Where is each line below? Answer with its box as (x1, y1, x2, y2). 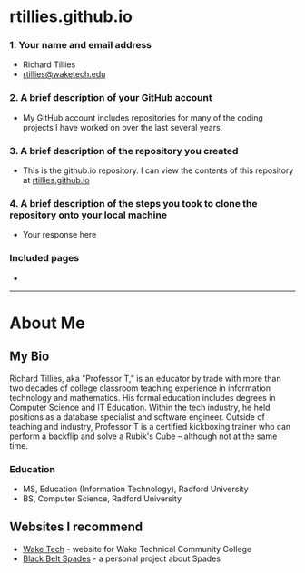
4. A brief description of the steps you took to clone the (9, 198, 258, 209)
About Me (9, 313, 85, 333)
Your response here (22, 229, 97, 240)
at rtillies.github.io (22, 175, 90, 186)
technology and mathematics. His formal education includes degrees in (9, 392, 276, 403)
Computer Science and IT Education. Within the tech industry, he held (9, 402, 271, 413)
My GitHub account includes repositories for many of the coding (22, 112, 263, 123)
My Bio (9, 349, 50, 364)
